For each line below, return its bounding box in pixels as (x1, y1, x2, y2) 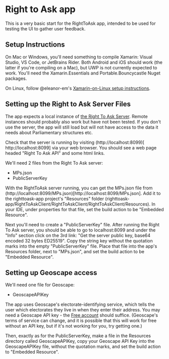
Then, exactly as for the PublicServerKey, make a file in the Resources (5, 333, 151, 339)
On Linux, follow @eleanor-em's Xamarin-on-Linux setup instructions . (5, 85, 150, 91)
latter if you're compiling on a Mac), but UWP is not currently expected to (5, 64, 157, 70)
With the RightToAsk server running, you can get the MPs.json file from (5, 185, 153, 191)
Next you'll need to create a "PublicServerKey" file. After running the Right (5, 221, 160, 227)
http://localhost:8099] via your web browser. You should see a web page (5, 144, 157, 150)
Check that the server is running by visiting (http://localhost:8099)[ (5, 139, 145, 145)
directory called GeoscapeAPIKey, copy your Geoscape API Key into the (5, 338, 155, 344)
